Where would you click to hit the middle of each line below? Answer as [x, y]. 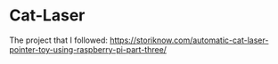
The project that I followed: [59, 40]
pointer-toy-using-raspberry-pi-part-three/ [88, 49]
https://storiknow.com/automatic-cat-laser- [189, 40]
